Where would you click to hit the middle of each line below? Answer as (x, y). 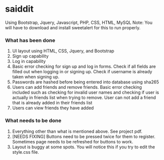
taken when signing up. (36, 77)
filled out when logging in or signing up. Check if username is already (82, 72)
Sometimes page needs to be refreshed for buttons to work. (73, 141)
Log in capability (29, 61)
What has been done (30, 40)
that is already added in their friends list (52, 103)
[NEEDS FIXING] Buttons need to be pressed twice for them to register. (84, 136)
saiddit (19, 9)
